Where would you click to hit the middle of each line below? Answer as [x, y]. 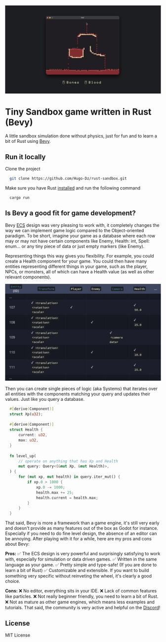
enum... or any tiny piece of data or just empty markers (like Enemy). [75, 246]
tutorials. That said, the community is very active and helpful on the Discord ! [83, 608]
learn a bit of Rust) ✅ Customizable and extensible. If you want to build [77, 571]
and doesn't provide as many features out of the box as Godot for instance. [82, 528]
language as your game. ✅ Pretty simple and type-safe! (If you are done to [81, 565]
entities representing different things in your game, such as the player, [77, 266]
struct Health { [26, 430]
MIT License [18, 635]
